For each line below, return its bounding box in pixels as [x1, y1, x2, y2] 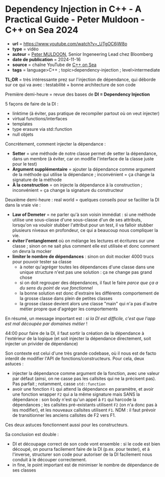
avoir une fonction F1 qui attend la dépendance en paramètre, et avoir [12, 386, 154, 392]
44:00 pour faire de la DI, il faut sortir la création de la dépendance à [5, 330, 144, 336]
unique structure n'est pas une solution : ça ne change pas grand [19, 269, 152, 275]
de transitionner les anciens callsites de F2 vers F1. [12, 412, 116, 418]
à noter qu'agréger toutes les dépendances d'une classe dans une [19, 264, 155, 270]
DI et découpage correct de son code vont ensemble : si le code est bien [12, 440, 161, 447]
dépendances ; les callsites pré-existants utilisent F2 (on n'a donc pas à [12, 402, 158, 407]
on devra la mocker [12, 248, 52, 254]
